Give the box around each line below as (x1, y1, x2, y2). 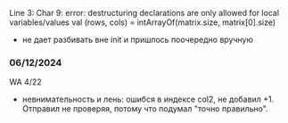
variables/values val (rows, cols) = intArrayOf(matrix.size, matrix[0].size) (9, 17, 276, 28)
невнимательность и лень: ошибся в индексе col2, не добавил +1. (21, 94, 275, 105)
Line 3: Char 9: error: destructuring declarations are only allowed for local (9, 8, 279, 18)
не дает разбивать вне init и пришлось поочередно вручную (21, 35, 254, 45)
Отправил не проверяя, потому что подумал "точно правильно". (21, 103, 269, 114)
